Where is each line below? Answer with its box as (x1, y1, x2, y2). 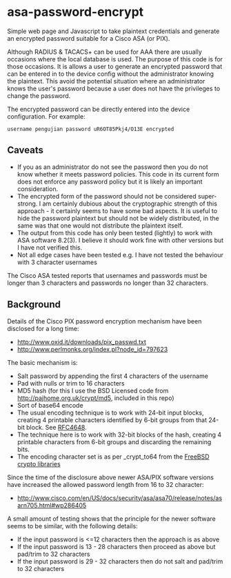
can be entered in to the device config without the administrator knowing (7, 70, 214, 78)
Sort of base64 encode (17, 401, 84, 409)
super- (197, 192, 217, 200)
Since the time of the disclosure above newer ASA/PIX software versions (7, 473, 214, 481)
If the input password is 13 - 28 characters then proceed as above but (17, 542, 216, 550)
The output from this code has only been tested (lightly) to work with (17, 228, 212, 237)
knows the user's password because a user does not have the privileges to (7, 84, 221, 92)
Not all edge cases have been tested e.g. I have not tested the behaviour (17, 250, 224, 259)
